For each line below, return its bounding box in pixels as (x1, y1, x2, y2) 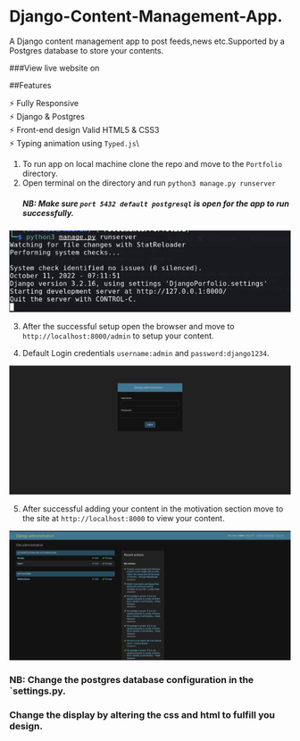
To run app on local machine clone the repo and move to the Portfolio (21, 158, 283, 169)
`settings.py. (9, 685, 66, 697)
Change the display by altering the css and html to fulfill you (9, 709, 275, 721)
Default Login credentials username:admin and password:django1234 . (21, 347, 270, 358)
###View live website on (9, 62, 100, 73)
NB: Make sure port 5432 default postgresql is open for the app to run (21, 198, 290, 209)
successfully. (21, 207, 74, 218)
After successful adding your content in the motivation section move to (21, 504, 284, 514)
